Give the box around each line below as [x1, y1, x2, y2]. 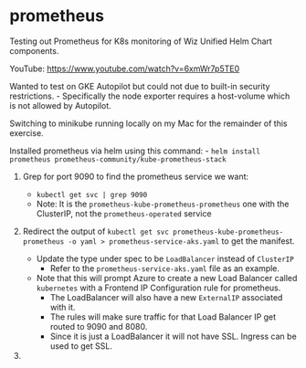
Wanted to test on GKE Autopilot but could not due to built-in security [9, 80, 270, 91]
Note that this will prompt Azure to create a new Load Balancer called [36, 272, 298, 283]
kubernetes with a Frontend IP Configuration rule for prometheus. [36, 282, 281, 293]
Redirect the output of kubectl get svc [22, 226, 169, 237]
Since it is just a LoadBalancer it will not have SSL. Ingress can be [49, 331, 297, 342]
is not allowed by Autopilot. [9, 100, 111, 110]
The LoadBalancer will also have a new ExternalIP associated [49, 291, 283, 302]
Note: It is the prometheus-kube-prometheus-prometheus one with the [36, 198, 290, 209]
